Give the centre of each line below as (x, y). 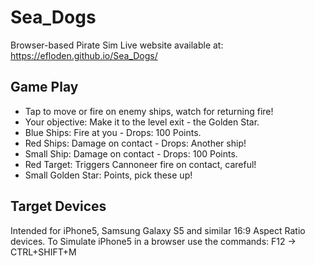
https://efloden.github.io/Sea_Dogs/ (84, 55)
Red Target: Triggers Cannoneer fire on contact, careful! (140, 164)
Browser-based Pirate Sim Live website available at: (117, 45)
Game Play (44, 87)
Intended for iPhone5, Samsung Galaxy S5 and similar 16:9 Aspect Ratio (158, 230)
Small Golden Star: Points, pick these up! (108, 175)
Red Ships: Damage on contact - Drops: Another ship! (135, 143)
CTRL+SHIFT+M (43, 252)
